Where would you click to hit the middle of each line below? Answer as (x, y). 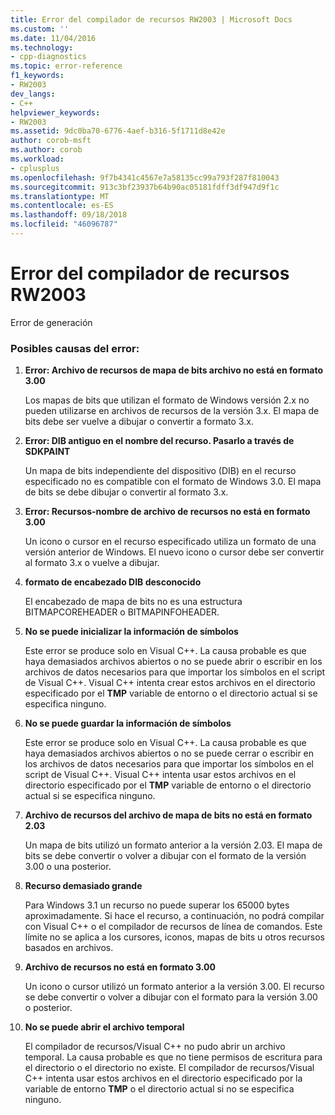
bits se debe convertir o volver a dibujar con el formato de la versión (165, 856)
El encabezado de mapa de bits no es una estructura (133, 602)
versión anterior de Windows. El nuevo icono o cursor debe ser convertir (174, 552)
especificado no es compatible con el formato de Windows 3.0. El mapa (173, 482)
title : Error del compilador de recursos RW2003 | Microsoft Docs (151, 19)
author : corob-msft (51, 141)
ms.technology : (42, 47)
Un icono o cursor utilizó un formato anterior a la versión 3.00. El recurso (174, 987)
